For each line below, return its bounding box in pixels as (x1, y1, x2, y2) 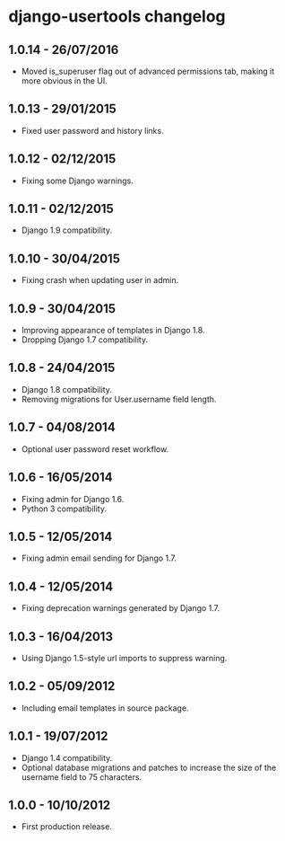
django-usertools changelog (8, 6, 226, 27)
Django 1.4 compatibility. (21, 752, 113, 763)
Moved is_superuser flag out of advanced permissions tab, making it (21, 66, 275, 76)
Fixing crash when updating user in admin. (21, 275, 179, 286)
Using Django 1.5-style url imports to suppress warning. (21, 652, 228, 663)
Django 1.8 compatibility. (21, 384, 113, 394)
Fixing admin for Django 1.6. (21, 493, 125, 504)
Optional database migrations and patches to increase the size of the (21, 762, 277, 773)
